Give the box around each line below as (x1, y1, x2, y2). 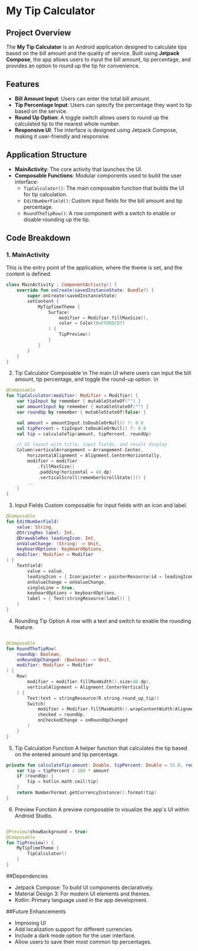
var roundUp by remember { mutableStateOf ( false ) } (16, 409, 146, 415)
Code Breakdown (6, 233, 71, 243)
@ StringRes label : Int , (16, 529, 75, 536)
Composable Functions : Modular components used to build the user (14, 172, 182, 179)
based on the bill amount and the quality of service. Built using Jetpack (6, 50, 180, 57)
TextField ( (16, 563, 44, 569)
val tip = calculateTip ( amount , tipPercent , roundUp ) (16, 431, 151, 437)
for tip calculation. (23, 190, 68, 198)
